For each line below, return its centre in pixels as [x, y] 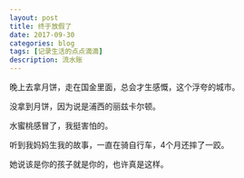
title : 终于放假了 [41, 26]
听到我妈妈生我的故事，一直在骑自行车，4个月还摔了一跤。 [119, 145]
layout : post [34, 18]
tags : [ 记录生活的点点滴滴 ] [56, 52]
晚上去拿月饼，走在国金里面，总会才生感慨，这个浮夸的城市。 [125, 87]
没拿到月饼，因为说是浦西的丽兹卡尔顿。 [85, 106]
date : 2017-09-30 [42, 35]
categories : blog [42, 43]
